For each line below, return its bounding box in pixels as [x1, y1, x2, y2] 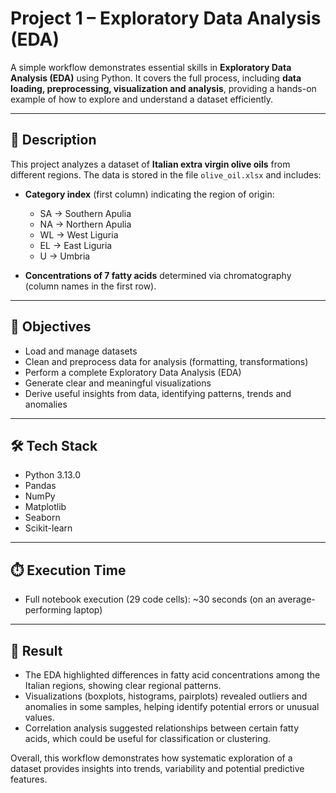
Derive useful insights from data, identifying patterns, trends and [24, 387, 292, 399]
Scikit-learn [24, 522, 73, 534]
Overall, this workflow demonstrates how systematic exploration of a [10, 752, 293, 764]
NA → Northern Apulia [39, 218, 132, 230]
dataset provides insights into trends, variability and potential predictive [10, 763, 305, 774]
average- [278, 593, 316, 606]
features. [10, 773, 48, 785]
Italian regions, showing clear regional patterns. [24, 680, 222, 691]
